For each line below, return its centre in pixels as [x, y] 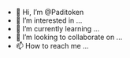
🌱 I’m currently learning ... [58, 29]
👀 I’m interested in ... [49, 20]
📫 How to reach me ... [52, 46]
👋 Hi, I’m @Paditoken [50, 12]
